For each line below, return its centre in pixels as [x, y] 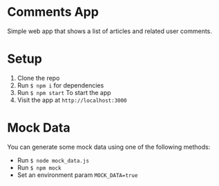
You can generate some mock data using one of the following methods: [109, 147]
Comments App [53, 12]
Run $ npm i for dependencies [60, 85]
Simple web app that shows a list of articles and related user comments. [110, 31]
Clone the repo [38, 78]
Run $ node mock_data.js [53, 160]
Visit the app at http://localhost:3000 [72, 100]
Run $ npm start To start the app [64, 92]
